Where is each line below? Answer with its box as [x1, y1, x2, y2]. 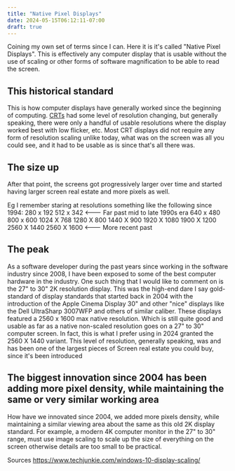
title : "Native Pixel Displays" [7, 10, 102, 18]
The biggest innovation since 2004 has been [7, 372, 207, 384]
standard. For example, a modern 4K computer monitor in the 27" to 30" [7, 427, 216, 435]
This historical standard [7, 85, 114, 97]
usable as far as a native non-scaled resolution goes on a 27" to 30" [7, 322, 205, 330]
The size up [7, 161, 60, 173]
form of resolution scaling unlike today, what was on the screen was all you [7, 134, 224, 142]
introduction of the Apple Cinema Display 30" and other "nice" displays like [7, 299, 224, 308]
